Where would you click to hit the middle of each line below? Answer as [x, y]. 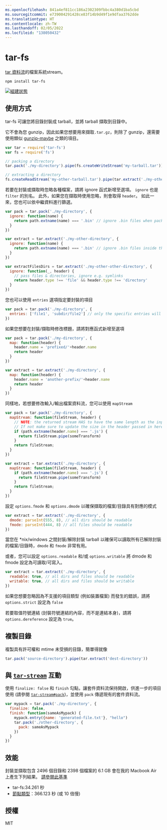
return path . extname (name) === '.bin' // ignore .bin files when [83, 221]
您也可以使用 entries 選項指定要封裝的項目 [49, 300]
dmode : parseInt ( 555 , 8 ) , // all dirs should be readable [71, 520]
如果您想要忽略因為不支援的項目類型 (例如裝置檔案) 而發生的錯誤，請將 [78, 596]
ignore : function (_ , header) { [42, 271]
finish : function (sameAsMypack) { [45, 713]
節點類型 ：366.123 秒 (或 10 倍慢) [46, 794]
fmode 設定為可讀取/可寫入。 [35, 563]
